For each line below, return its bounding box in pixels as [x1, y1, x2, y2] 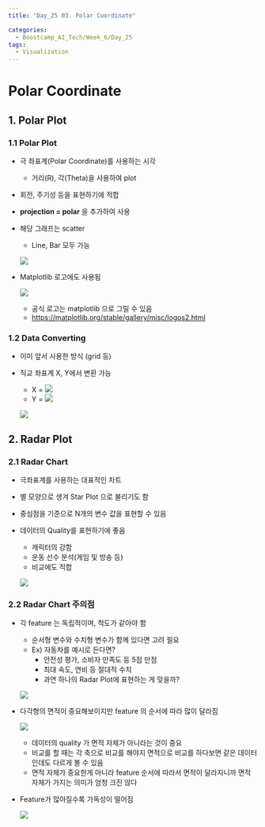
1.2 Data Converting [8, 332, 86, 343]
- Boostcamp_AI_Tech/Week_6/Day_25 [15, 33, 133, 41]
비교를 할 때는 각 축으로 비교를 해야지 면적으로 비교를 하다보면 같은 [31, 748, 237, 757]
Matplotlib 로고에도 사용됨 [19, 272, 101, 281]
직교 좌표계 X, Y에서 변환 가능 [19, 368, 112, 378]
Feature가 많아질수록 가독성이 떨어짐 [19, 795, 134, 804]
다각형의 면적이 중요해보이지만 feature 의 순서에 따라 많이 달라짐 [19, 707, 219, 716]
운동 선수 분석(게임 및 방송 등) [31, 552, 124, 562]
